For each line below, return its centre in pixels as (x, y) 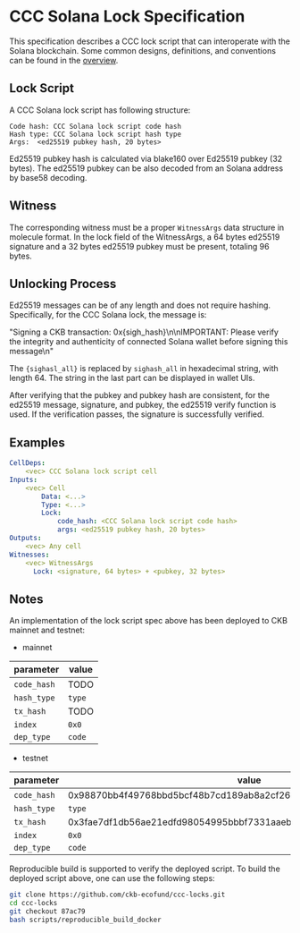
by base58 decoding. (48, 177)
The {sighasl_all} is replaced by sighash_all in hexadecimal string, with (144, 369)
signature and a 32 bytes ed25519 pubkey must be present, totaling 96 (139, 246)
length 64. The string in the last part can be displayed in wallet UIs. (132, 378)
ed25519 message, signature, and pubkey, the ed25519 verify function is (143, 405)
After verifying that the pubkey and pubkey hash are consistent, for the (140, 395)
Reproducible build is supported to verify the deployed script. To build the (145, 869)
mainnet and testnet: (47, 630)
